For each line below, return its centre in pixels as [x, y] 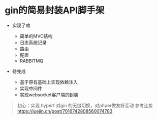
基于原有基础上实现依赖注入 [49, 82]
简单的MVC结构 [36, 36]
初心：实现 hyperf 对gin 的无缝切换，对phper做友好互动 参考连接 [85, 105]
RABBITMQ [31, 61]
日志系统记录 [33, 42]
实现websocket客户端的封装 [49, 95]
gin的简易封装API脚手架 [55, 10]
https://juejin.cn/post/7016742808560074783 [65, 111]
